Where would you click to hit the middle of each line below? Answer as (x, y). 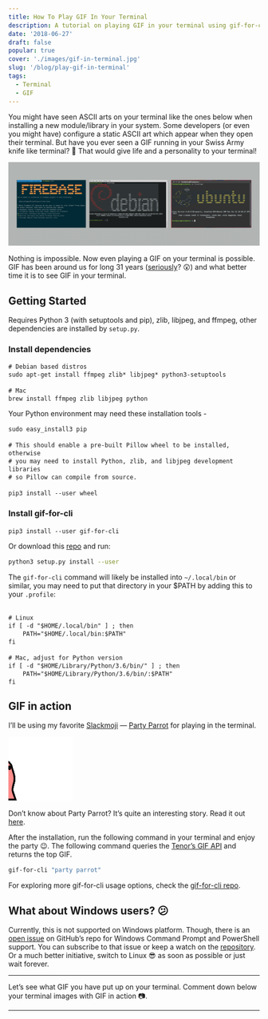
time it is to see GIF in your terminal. (67, 275)
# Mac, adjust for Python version (66, 658)
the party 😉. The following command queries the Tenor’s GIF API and (122, 846)
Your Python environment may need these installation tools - (108, 414)
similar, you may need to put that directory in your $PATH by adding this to (130, 585)
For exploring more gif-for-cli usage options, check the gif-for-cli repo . (124, 885)
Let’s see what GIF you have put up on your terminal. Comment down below (133, 987)
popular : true (32, 51)
